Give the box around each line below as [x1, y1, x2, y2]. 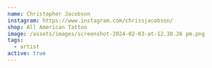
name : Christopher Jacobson [7, 10, 91, 18]
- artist [14, 43, 40, 50]
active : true [7, 50, 46, 57]
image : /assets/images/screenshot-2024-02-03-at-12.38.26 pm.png [7, 30, 205, 38]
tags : [7, 37, 23, 44]
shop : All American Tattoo [7, 23, 88, 30]
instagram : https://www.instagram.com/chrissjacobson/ [7, 17, 174, 24]
